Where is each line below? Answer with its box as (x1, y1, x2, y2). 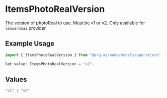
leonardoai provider (5, 25, 46, 31)
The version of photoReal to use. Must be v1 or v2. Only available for (5, 20, 145, 26)
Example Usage (5, 40, 55, 48)
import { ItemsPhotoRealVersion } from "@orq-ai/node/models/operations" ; (5, 52, 164, 57)
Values (5, 75, 27, 84)
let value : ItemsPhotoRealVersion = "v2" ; (5, 61, 94, 66)
